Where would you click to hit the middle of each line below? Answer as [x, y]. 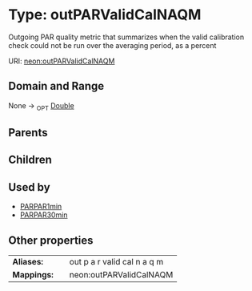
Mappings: [33, 274]
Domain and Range [56, 86]
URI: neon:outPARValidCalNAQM [62, 61]
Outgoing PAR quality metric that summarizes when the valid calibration [126, 37]
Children [30, 160]
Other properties [51, 240]
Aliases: [28, 261]
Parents [28, 133]
